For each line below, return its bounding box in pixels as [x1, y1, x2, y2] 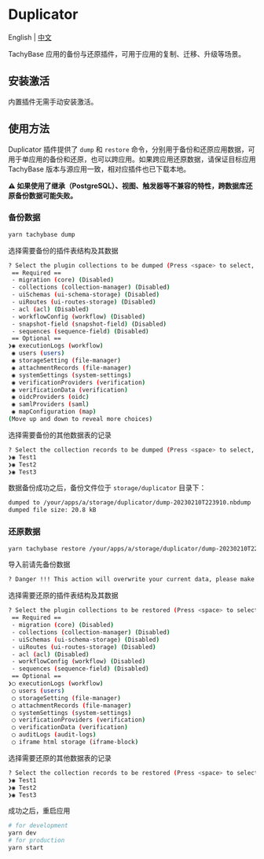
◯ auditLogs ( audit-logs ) [11, 731, 97, 739]
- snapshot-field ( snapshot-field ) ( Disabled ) [11, 320, 167, 328]
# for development [8, 822, 68, 830]
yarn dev [8, 829, 37, 837]
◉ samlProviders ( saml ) [11, 400, 90, 408]
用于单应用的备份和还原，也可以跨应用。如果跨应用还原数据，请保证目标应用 [8, 154, 256, 164]
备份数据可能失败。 [14, 190, 77, 200]
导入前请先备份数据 [8, 560, 71, 570]
